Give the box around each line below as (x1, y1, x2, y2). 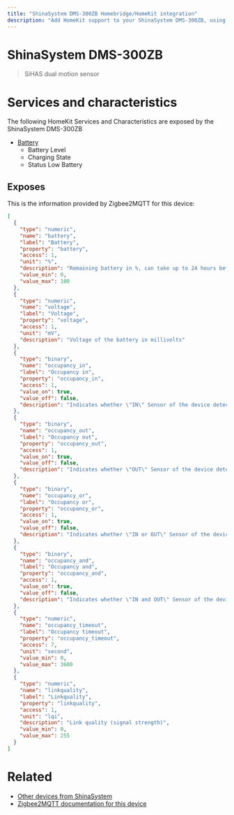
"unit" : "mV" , (19, 330, 61, 337)
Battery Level (27, 146, 66, 154)
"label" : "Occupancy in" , (19, 369, 95, 376)
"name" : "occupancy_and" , (19, 557, 95, 564)
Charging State (27, 153, 71, 161)
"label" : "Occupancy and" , (19, 564, 98, 571)
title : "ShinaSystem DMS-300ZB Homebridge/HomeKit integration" (7, 10, 198, 17)
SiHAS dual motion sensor (24, 70, 100, 78)
